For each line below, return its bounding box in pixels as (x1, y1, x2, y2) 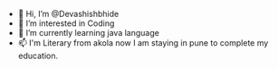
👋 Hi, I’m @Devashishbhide (17, 9, 120, 19)
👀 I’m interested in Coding (17, 18, 115, 29)
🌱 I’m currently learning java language (17, 28, 160, 38)
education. (17, 50, 59, 61)
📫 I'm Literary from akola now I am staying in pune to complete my (17, 38, 269, 48)
